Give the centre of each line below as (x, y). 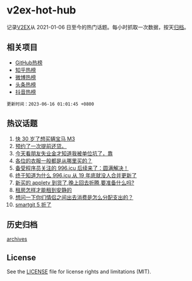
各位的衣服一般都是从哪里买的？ (54, 160)
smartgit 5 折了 (33, 204)
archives (17, 239)
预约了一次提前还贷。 (41, 146)
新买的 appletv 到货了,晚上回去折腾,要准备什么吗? (75, 183)
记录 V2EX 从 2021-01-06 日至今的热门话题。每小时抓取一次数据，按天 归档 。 (98, 27)
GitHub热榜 (29, 63)
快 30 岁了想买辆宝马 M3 (45, 139)
